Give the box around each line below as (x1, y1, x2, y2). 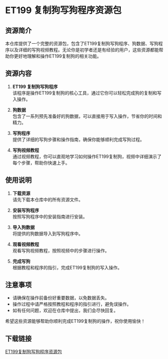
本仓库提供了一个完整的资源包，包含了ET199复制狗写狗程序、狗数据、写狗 (5, 41, 159, 46)
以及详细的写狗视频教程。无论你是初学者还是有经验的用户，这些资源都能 (9, 47, 159, 53)
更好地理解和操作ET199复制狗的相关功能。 (14, 53, 102, 59)
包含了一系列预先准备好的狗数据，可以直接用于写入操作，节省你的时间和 (12, 113, 162, 119)
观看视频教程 (12, 241, 39, 247)
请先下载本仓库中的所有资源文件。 (12, 196, 83, 202)
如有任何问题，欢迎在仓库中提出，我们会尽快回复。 (12, 308, 118, 314)
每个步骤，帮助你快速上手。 (12, 160, 70, 166)
